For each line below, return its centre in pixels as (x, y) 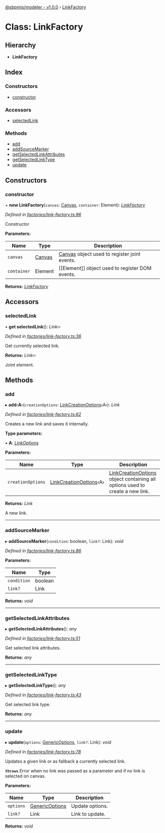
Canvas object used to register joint (100, 254)
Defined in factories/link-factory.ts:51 (43, 638)
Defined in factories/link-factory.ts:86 (43, 551)
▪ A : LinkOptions (22, 443)
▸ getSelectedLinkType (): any (36, 685)
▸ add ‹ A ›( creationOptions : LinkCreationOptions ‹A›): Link (62, 405)
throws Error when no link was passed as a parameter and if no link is (75, 771)
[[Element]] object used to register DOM (105, 268)
